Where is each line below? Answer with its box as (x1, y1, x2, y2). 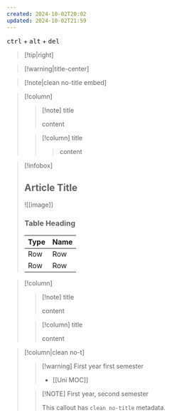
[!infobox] (23, 161, 53, 170)
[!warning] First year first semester (41, 362, 144, 370)
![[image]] (23, 200, 54, 209)
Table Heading (23, 218, 76, 228)
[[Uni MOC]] (52, 375, 89, 384)
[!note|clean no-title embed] (23, 78, 107, 86)
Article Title (23, 181, 77, 193)
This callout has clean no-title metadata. (41, 403, 166, 412)
